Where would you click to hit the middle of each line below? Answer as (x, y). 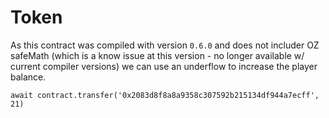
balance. (28, 77)
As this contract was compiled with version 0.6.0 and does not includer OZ (165, 45)
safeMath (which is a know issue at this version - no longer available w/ (157, 55)
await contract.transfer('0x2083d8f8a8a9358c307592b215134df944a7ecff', (165, 95)
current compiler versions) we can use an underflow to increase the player (164, 66)
